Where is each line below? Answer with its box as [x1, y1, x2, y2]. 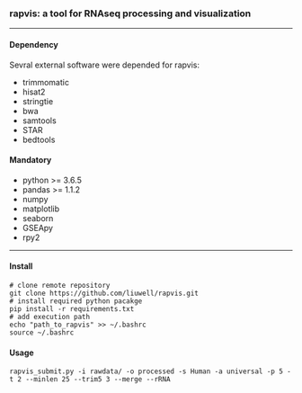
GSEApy [22, 222, 54, 233]
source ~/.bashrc [9, 327, 75, 337]
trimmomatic [22, 76, 70, 87]
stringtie [22, 95, 54, 106]
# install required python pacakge [9, 296, 143, 306]
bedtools [22, 134, 56, 145]
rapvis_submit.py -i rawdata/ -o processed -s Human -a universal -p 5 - [9, 367, 292, 376]
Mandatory [9, 155, 52, 165]
